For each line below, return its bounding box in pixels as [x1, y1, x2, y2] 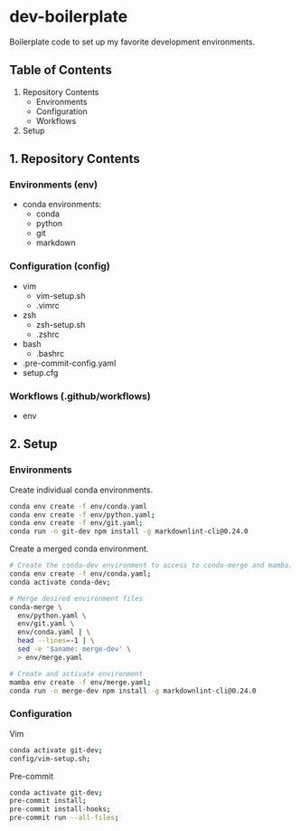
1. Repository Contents [9, 151, 140, 167]
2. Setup [9, 436, 58, 452]
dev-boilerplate [9, 6, 128, 27]
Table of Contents [9, 62, 113, 78]
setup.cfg [22, 367, 59, 377]
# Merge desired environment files [9, 594, 144, 603]
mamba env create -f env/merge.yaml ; [9, 677, 152, 687]
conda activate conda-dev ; [9, 578, 111, 587]
